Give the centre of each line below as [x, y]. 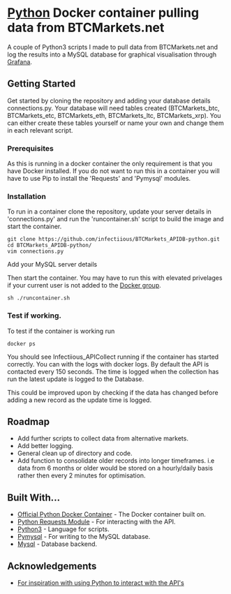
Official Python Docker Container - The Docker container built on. [111, 514]
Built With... [34, 497]
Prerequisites [30, 148]
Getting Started [42, 84]
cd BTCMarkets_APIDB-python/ [50, 246]
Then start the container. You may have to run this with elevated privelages [115, 278]
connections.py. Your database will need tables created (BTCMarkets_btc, [113, 108]
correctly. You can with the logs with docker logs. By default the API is [108, 364]
